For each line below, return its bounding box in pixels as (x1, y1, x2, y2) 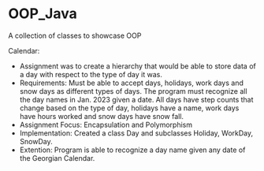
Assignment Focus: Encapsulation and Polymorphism (19, 120, 193, 129)
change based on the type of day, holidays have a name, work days (19, 103, 240, 113)
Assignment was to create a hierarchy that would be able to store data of (19, 61, 256, 71)
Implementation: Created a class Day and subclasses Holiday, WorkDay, (19, 128, 254, 138)
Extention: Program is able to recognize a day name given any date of (19, 145, 246, 154)
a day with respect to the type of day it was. (19, 69, 163, 79)
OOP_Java (8, 5, 77, 23)
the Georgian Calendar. (19, 153, 95, 162)
